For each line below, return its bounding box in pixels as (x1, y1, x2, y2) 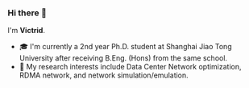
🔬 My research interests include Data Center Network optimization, (19, 62, 243, 72)
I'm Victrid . (7, 26, 46, 36)
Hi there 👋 (7, 7, 48, 19)
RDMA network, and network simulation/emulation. (19, 70, 189, 80)
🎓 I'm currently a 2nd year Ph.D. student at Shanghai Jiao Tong (19, 42, 232, 52)
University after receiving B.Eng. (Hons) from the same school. (19, 53, 227, 63)
